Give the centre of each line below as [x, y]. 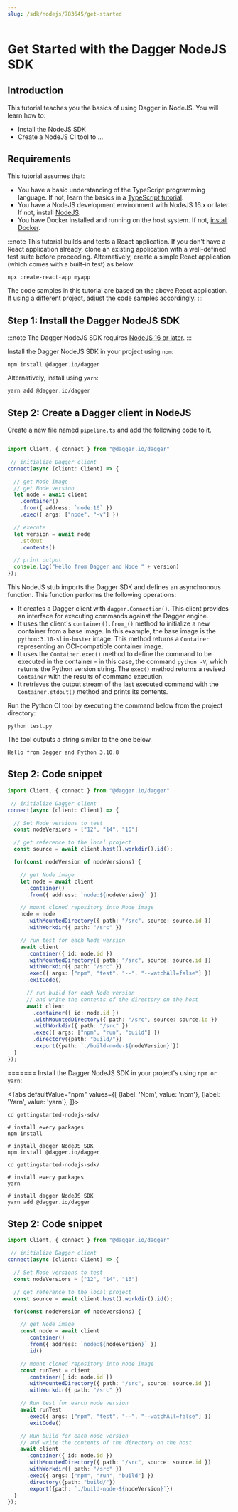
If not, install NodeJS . [49, 213]
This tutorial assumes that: [46, 176]
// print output [38, 560]
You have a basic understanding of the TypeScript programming [112, 190]
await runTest [41, 1410]
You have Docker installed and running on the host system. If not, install [123, 220]
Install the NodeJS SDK [52, 129]
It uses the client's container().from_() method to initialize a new [114, 623]
